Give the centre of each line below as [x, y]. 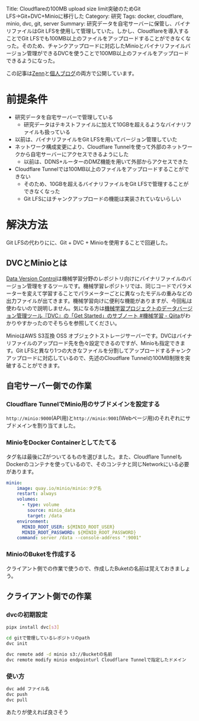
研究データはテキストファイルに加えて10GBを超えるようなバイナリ [105, 124]
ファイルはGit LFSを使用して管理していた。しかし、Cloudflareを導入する [100, 31]
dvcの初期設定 [27, 615]
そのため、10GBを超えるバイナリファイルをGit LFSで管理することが [106, 184]
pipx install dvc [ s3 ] [33, 627]
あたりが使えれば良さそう [37, 712]
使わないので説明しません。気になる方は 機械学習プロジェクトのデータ [92, 308]
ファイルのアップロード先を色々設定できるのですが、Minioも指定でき [96, 343]
